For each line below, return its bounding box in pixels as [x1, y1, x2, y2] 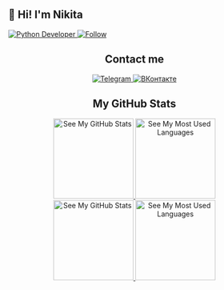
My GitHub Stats [92, 97, 177, 111]
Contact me [104, 53, 165, 66]
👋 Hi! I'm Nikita [8, 8, 83, 22]
